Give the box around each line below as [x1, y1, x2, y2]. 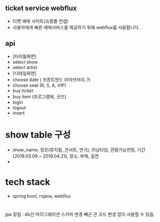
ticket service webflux [5, 4, 77, 13]
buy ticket [12, 88, 34, 94]
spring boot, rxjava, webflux [12, 193, 71, 199]
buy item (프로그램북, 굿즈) [12, 93, 67, 100]
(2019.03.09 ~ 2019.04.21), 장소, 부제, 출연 [12, 153, 99, 159]
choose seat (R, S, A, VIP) [12, 82, 67, 88]
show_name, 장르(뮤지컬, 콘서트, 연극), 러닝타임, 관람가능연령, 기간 [12, 146, 145, 153]
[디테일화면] [12, 70, 37, 76]
